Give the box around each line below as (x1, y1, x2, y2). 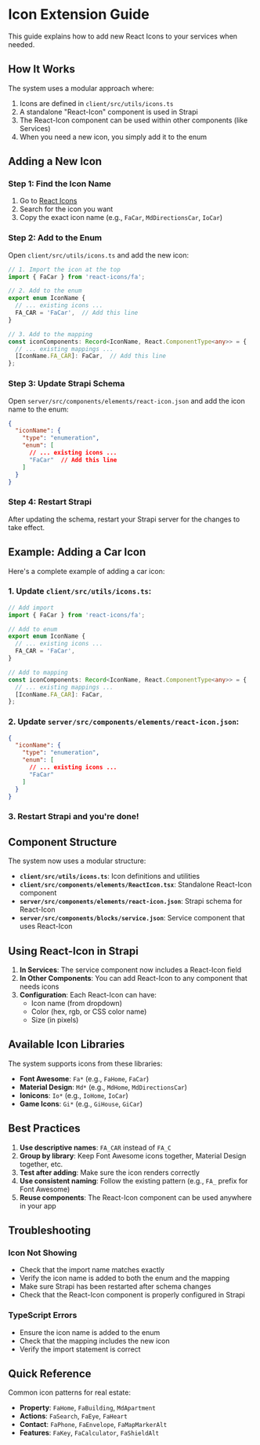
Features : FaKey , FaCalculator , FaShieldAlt (19, 1428, 160, 1438)
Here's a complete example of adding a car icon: (8, 566, 165, 576)
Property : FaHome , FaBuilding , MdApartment (19, 1403, 157, 1413)
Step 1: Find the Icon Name (8, 178, 112, 189)
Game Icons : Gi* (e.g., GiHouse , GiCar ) (19, 1099, 143, 1108)
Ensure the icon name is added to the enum (19, 1327, 161, 1337)
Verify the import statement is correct (19, 1344, 141, 1354)
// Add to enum (8, 625, 58, 633)
